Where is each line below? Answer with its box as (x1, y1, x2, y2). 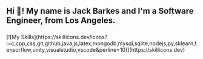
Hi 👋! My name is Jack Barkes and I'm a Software (6, 6, 194, 16)
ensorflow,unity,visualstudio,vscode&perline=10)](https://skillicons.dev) (6, 46, 185, 54)
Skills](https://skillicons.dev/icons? (21, 34, 108, 41)
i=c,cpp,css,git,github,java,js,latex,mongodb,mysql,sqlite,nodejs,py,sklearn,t (6, 40, 197, 47)
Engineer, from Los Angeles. (6, 16, 116, 26)
